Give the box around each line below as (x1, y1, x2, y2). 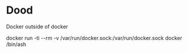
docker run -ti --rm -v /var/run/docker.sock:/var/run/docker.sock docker (6, 34, 182, 41)
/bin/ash (6, 41, 27, 48)
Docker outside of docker (6, 23, 69, 30)
